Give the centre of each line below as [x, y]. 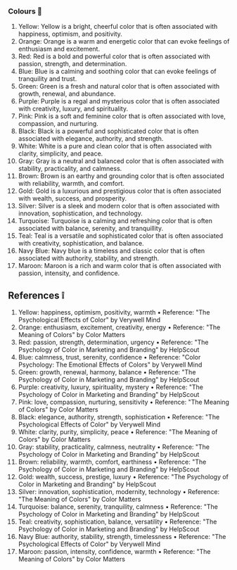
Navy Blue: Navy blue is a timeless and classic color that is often [111, 251]
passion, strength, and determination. [72, 64]
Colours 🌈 [25, 11]
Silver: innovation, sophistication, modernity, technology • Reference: [119, 492]
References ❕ [36, 295]
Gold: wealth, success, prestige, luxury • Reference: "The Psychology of [123, 477]
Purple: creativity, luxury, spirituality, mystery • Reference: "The [110, 387]
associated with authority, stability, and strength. [89, 258]
